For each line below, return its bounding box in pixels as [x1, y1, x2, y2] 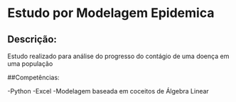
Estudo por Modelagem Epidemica [7, 5, 215, 21]
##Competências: [7, 73, 60, 81]
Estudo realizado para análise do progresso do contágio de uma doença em [7, 52, 230, 60]
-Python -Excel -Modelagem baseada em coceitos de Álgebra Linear [7, 87, 210, 95]
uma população [7, 59, 53, 68]
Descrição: [7, 33, 57, 45]
